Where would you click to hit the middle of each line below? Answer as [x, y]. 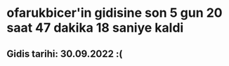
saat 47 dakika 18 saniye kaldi [95, 28]
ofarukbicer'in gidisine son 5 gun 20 [115, 13]
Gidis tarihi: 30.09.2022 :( [65, 54]
